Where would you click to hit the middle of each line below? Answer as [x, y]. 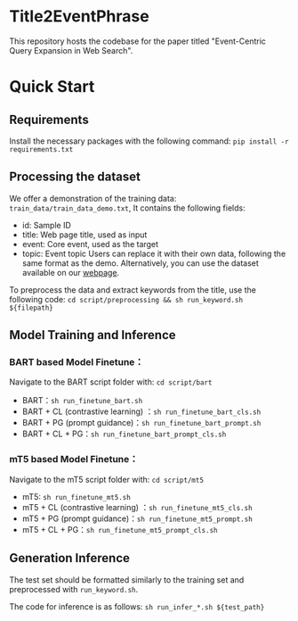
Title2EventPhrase [79, 17]
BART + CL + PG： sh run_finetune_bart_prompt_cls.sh [124, 434]
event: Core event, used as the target [90, 244]
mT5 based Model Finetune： [74, 460]
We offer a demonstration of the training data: [93, 198]
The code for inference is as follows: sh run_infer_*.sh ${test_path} [137, 606]
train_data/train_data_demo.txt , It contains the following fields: [128, 208]
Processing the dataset [75, 177]
